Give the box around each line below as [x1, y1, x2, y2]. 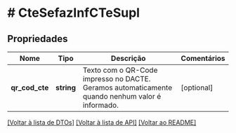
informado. [82, 100, 119, 110]
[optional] [181, 83, 214, 92]
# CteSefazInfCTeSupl [7, 5, 140, 21]
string [55, 83, 76, 92]
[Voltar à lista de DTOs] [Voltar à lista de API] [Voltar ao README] [7, 118, 197, 127]
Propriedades [7, 33, 68, 45]
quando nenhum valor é [82, 92, 162, 101]
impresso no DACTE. [82, 74, 151, 83]
